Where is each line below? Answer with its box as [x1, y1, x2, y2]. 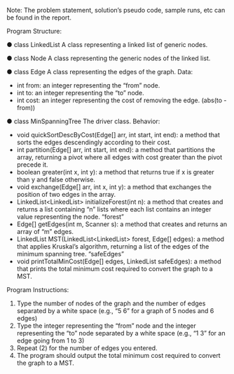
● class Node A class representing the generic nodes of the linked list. [6, 54, 211, 62]
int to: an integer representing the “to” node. [16, 89, 144, 97]
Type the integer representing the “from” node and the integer [16, 321, 197, 330]
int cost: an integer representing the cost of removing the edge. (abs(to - [16, 96, 227, 104]
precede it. [16, 160, 48, 169]
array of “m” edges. [16, 228, 74, 235]
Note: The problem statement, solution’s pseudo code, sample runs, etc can [6, 6, 226, 14]
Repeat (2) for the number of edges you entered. [16, 344, 158, 352]
